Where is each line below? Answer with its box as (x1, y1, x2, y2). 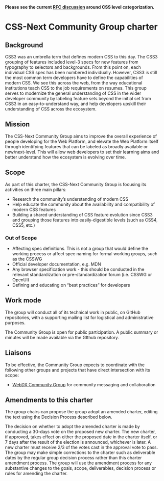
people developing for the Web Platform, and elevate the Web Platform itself (5, 138, 159, 144)
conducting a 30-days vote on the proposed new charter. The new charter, (5, 429, 156, 435)
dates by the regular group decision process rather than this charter (5, 455, 142, 461)
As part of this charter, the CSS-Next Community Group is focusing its (5, 181, 147, 187)
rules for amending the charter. (5, 471, 68, 477)
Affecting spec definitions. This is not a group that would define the (12, 245, 148, 251)
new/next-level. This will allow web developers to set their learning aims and (5, 149, 159, 155)
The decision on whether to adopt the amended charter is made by (5, 424, 141, 429)
